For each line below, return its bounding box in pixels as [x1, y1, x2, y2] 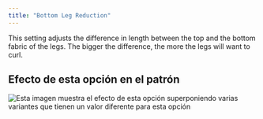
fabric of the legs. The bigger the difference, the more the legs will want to [8, 41, 250, 51]
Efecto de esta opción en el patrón [8, 73, 180, 87]
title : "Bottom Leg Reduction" [8, 11, 111, 20]
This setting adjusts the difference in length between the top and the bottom [8, 33, 256, 43]
